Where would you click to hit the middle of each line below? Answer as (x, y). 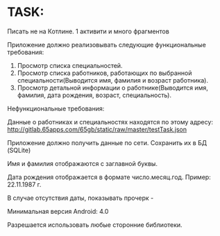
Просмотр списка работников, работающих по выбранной (104, 73)
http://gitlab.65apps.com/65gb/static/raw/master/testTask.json (97, 129)
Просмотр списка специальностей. (70, 65)
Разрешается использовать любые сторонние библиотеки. (95, 225)
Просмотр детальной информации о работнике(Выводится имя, (112, 87)
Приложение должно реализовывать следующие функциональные (107, 44)
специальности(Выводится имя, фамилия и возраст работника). (113, 80)
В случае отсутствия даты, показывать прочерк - (81, 198)
